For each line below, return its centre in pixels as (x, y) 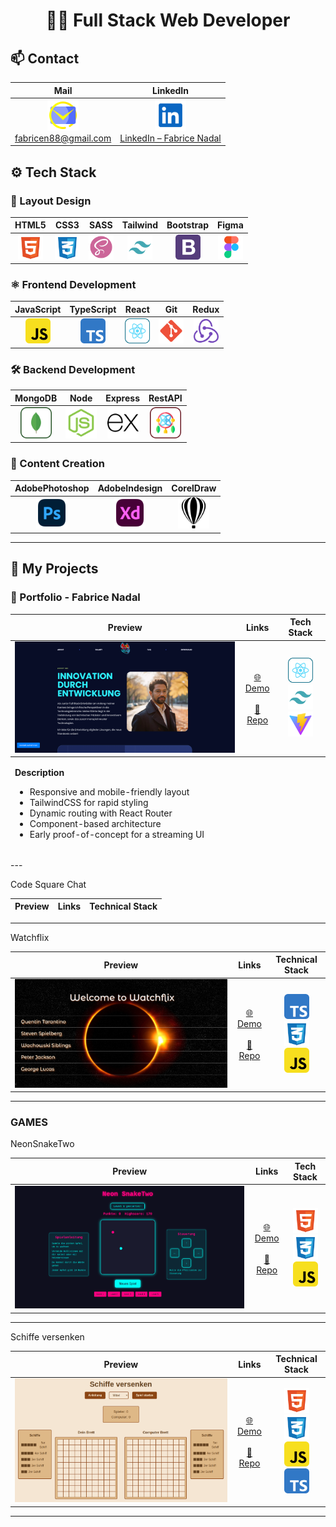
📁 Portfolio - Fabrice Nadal (75, 597)
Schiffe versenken (47, 1336)
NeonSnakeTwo (42, 1144)
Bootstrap (187, 225)
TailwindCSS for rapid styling (89, 803)
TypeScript (93, 309)
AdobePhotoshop (52, 488)
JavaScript (38, 309)
